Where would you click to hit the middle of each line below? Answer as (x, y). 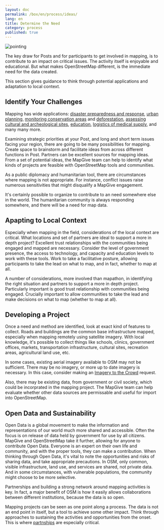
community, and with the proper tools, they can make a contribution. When (81, 451)
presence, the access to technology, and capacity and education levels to (80, 253)
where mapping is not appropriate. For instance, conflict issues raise (74, 179)
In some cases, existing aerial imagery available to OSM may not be (73, 362)
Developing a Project (37, 315)
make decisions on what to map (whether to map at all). (61, 299)
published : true (22, 32)
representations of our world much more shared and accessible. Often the (80, 430)
